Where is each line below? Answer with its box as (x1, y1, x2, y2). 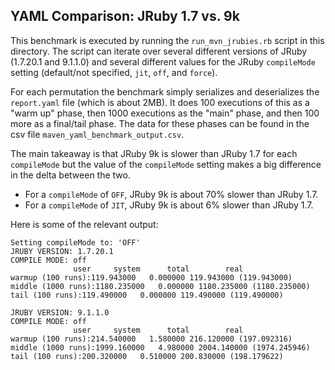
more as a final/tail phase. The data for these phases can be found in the (10, 117, 310, 129)
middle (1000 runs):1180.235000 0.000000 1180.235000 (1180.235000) (10, 281, 311, 291)
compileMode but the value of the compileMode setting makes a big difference (10, 158, 322, 170)
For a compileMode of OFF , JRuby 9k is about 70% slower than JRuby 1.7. (24, 188, 319, 200)
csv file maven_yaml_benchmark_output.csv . (10, 128, 185, 140)
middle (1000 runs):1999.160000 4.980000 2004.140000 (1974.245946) (10, 342, 311, 353)
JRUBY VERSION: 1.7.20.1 (10, 246, 114, 256)
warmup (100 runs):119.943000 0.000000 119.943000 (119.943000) (10, 272, 293, 283)
